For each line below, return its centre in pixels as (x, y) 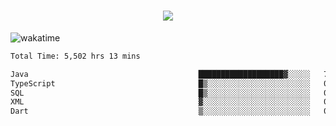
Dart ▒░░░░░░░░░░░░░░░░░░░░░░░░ (160, 111)
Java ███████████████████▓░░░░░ (160, 74)
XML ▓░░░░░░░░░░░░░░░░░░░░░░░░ (160, 102)
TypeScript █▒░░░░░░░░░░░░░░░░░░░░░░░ (160, 83)
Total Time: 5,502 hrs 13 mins (75, 56)
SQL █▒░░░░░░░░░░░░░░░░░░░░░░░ (160, 93)
